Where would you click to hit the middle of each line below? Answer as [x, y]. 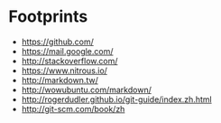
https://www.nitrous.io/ [64, 71]
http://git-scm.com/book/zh [73, 109]
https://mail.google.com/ [67, 51]
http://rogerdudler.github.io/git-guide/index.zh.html [117, 99]
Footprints [48, 17]
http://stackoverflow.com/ [69, 61]
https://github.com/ [57, 42]
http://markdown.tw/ [60, 80]
